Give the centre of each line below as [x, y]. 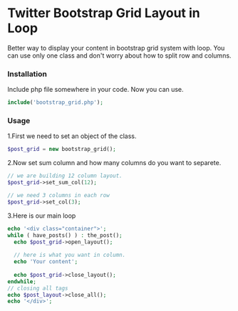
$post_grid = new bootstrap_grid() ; [62, 149]
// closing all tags [38, 288]
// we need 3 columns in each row [59, 196]
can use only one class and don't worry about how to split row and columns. [119, 56]
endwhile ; [22, 281]
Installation [27, 74]
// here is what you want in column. [70, 255]
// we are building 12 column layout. [65, 176]
